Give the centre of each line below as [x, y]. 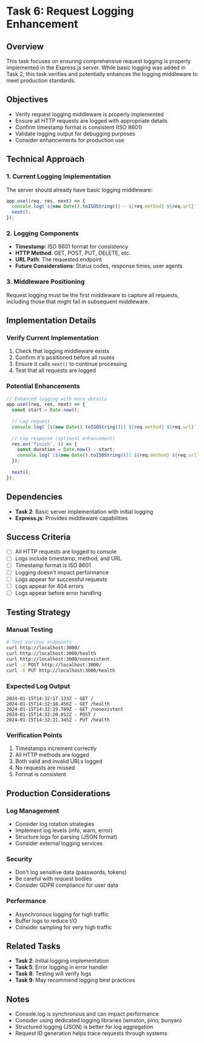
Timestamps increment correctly [56, 748]
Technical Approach [46, 159]
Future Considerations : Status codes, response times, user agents [99, 266]
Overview [25, 46]
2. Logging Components [42, 233]
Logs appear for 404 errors [49, 586]
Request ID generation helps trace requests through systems [91, 1033]
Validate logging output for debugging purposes [75, 133]
